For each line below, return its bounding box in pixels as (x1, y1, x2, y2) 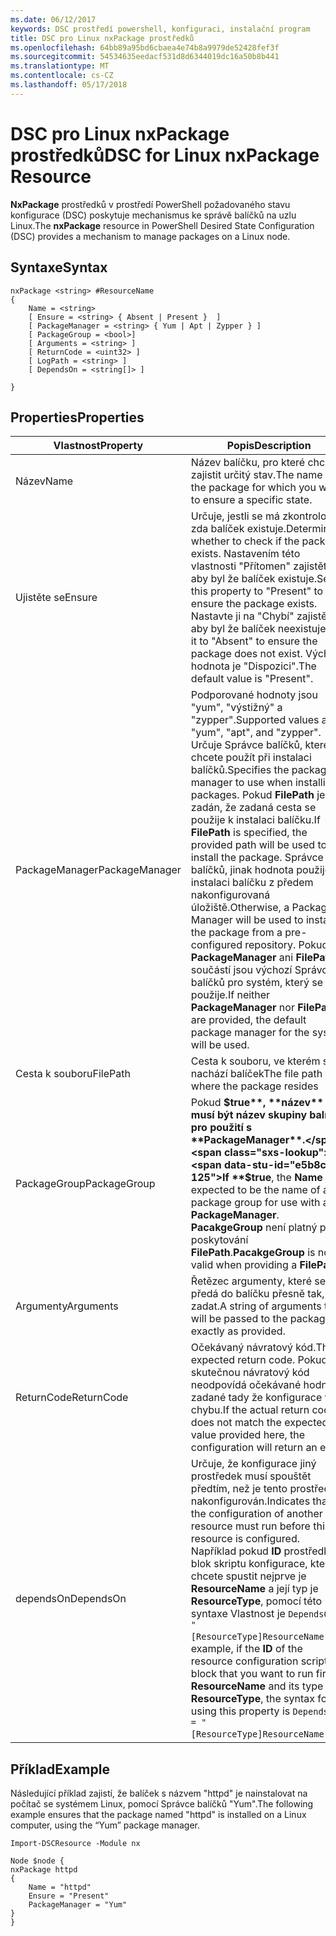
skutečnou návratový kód (190, 1366, 310, 1380)
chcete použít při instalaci (190, 751, 312, 765)
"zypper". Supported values (190, 713, 320, 727)
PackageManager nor (190, 1001, 295, 1015)
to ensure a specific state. (190, 493, 313, 507)
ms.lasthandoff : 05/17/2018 (10, 80, 128, 90)
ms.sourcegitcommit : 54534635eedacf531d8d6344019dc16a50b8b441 (10, 52, 280, 62)
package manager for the (190, 1026, 310, 1040)
